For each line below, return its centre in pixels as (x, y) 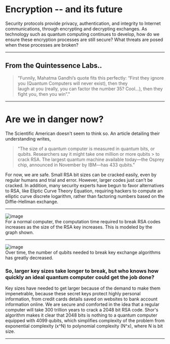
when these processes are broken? (42, 45)
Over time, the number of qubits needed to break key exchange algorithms (83, 252)
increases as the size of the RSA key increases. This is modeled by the (79, 227)
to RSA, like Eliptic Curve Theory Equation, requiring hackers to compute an (84, 191)
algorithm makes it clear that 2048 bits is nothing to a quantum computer (81, 315)
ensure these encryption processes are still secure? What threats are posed (84, 40)
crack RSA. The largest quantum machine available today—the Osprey (91, 159)
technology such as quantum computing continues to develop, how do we (82, 34)
